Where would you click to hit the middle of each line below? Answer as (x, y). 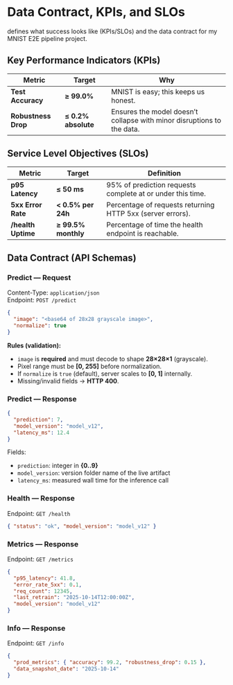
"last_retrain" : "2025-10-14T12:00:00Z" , (74, 598)
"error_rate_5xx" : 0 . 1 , (48, 584)
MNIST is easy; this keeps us (158, 92)
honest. (123, 100)
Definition (165, 173)
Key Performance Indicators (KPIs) (84, 61)
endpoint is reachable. (143, 233)
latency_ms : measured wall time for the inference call (93, 480)
